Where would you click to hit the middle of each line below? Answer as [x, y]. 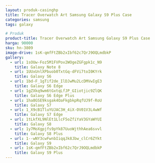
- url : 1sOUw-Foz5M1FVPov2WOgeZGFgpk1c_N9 [56, 62]
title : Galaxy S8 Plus [39, 134]
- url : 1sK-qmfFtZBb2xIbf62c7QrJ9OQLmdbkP [56, 148]
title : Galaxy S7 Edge [39, 115]
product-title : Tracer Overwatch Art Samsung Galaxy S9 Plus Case [78, 38]
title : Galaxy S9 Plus [39, 153]
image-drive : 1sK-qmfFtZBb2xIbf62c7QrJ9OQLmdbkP [58, 53]
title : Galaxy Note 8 [37, 67]
